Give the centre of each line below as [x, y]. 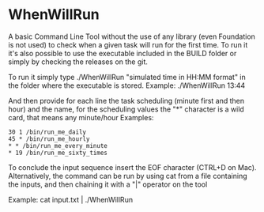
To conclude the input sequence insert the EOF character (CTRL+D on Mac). [132, 167]
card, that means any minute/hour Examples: [81, 117]
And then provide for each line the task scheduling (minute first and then [126, 100]
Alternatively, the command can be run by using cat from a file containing [128, 176]
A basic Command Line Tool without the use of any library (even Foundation [132, 36]
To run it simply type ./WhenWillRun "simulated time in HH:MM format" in [127, 77]
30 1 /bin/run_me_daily [47, 132]
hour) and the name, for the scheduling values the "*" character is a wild [126, 109]
